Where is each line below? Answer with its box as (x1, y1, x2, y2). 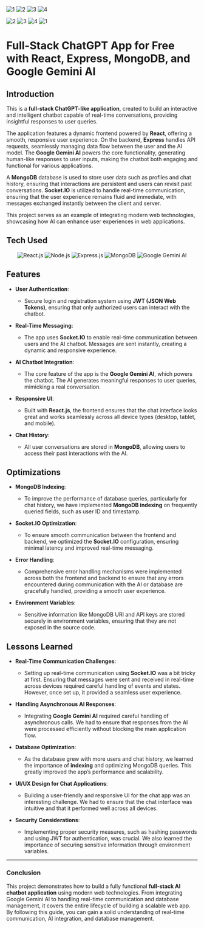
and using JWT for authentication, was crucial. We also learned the (24, 835, 192, 842)
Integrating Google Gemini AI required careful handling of (24, 712, 169, 720)
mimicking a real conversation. (24, 383, 101, 390)
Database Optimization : (15, 744, 76, 751)
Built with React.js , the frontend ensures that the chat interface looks (24, 406, 197, 414)
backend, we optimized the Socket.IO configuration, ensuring (24, 538, 179, 545)
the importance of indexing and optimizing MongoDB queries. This (24, 762, 192, 769)
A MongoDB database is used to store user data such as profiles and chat (6, 174, 191, 181)
